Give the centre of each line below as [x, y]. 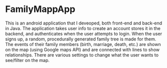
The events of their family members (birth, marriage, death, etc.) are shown [83, 44]
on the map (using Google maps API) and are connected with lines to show [82, 49]
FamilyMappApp [40, 9]
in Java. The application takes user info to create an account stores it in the [83, 28]
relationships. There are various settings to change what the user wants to [82, 55]
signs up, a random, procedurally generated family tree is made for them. [81, 39]
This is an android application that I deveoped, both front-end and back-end [84, 23]
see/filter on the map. [28, 60]
